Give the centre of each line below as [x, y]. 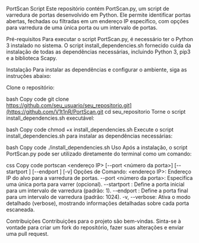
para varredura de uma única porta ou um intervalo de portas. [82, 27]
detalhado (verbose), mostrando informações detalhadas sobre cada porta [98, 203]
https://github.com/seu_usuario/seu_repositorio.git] [69, 105]
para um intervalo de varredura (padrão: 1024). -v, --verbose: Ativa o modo [99, 197]
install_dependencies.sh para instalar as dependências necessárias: [89, 136]
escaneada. [20, 210]
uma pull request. [28, 234]
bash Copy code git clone [38, 99]
